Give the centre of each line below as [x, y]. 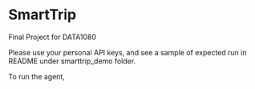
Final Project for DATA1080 [53, 37]
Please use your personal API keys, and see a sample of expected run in [127, 52]
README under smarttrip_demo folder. [72, 61]
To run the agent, [37, 76]
